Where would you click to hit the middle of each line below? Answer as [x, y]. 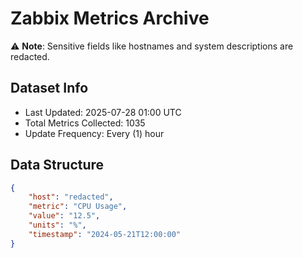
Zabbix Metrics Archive [110, 18]
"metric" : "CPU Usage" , [78, 207]
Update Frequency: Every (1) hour [94, 133]
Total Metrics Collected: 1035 [85, 123]
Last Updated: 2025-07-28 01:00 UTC [103, 112]
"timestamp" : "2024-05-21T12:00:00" [105, 234]
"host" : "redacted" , [71, 197]
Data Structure [57, 165]
